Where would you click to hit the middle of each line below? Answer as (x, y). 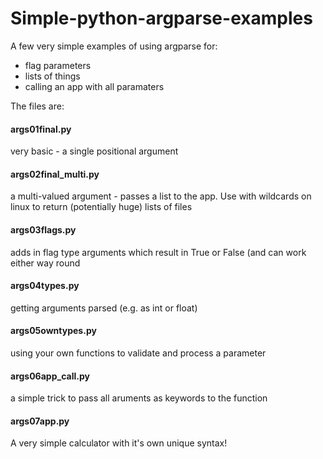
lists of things (52, 76)
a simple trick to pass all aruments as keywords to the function (139, 398)
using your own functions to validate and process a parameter (138, 353)
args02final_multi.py (55, 174)
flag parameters (58, 65)
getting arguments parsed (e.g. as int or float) (104, 308)
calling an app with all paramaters (94, 86)
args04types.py (45, 286)
